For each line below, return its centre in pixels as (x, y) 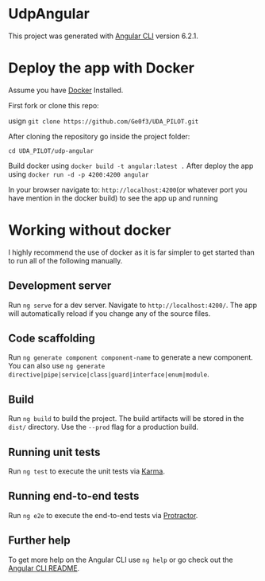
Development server (60, 286)
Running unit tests (54, 452)
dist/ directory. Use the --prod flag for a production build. (103, 427)
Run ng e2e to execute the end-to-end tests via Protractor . (103, 515)
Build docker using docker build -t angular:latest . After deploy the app (131, 166)
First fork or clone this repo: (54, 105)
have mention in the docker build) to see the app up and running (113, 198)
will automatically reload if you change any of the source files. (109, 313)
